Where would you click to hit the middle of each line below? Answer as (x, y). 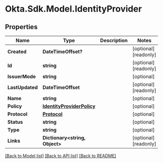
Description (114, 41)
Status (15, 122)
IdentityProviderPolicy (69, 106)
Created (17, 52)
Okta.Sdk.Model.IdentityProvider (73, 9)
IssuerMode (22, 76)
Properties (21, 27)
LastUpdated (23, 87)
